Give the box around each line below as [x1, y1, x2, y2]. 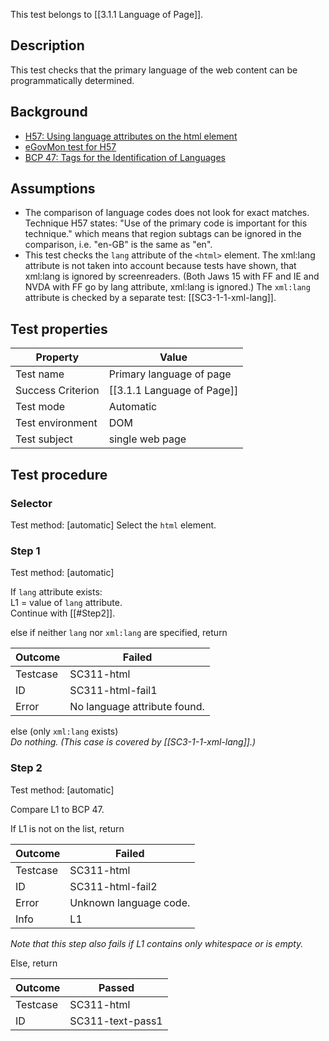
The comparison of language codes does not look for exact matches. [24, 207, 310, 219]
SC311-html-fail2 [69, 879, 158, 893]
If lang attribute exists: [10, 586, 103, 598]
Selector [10, 496, 53, 510]
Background [10, 104, 88, 121]
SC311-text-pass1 [69, 1014, 163, 1028]
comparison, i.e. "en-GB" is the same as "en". [24, 239, 213, 251]
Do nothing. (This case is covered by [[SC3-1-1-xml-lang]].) [10, 736, 257, 748]
